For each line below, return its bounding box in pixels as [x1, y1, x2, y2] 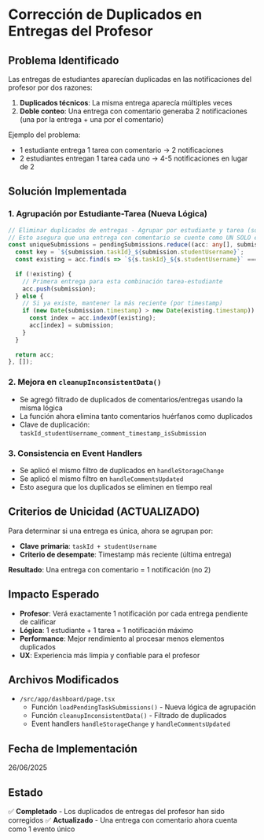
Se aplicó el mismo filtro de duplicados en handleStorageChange [19, 465, 225, 475]
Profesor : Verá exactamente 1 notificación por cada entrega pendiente [19, 609, 248, 618]
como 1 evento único [8, 824, 75, 834]
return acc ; [15, 350, 55, 359]
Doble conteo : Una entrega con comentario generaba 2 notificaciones [19, 106, 247, 116]
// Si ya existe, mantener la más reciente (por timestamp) [22, 299, 223, 308]
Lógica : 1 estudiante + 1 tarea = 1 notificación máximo [19, 625, 194, 635]
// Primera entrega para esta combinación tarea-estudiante [22, 277, 223, 285]
